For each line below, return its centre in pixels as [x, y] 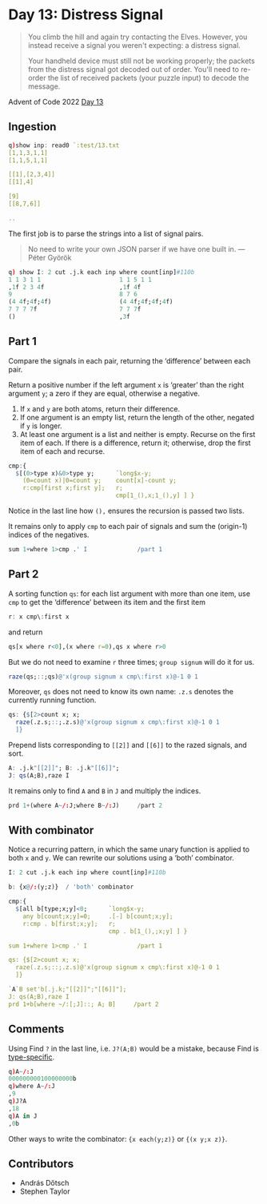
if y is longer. [41, 426]
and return [26, 632]
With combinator [51, 830]
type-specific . [32, 1057]
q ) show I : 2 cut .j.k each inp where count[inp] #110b [102, 272]
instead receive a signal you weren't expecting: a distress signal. [134, 45]
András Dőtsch [44, 1183]
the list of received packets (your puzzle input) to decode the [148, 77]
